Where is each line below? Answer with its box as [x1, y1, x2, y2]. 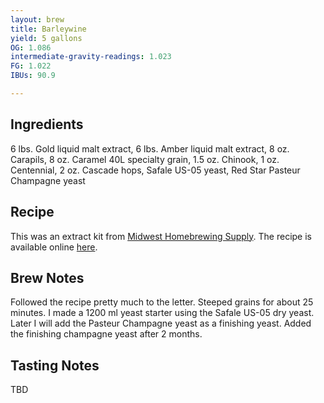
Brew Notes [10, 269, 85, 286]
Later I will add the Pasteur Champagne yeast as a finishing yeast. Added [10, 317, 312, 330]
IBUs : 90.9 [10, 71, 56, 81]
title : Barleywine [10, 24, 87, 34]
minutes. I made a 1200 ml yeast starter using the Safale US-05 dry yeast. [10, 307, 315, 319]
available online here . [10, 241, 98, 253]
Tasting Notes [10, 357, 100, 374]
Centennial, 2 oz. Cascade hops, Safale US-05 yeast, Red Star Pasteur [10, 164, 301, 176]
